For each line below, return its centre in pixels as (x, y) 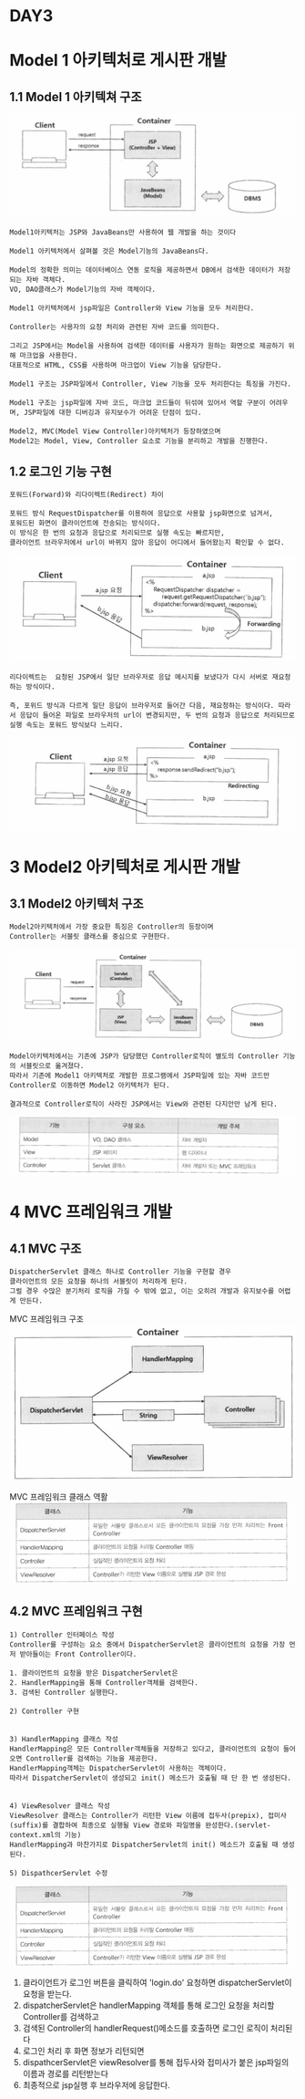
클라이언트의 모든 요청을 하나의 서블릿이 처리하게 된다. (99, 1281)
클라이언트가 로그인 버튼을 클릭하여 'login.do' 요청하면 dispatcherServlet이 (157, 1982)
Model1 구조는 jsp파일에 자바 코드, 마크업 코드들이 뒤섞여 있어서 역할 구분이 (137, 403)
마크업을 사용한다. (49, 356)
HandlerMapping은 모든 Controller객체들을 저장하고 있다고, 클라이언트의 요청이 (144, 1749)
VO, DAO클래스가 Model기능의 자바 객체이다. (83, 290)
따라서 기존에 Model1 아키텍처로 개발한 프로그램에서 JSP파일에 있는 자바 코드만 (140, 1076)
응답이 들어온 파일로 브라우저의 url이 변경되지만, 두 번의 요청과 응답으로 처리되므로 (158, 715)
